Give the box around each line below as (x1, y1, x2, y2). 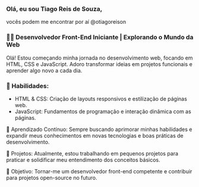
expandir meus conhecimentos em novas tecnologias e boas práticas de (6, 132, 184, 139)
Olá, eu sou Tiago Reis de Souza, (6, 5, 103, 13)
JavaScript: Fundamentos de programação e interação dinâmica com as (14, 108, 191, 115)
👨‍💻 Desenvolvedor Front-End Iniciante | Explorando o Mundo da (6, 33, 194, 42)
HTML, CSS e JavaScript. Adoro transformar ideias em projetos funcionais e (6, 60, 193, 67)
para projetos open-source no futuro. (6, 174, 97, 181)
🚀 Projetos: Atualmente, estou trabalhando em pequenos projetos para (6, 149, 179, 157)
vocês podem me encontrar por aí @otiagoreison (6, 18, 127, 26)
